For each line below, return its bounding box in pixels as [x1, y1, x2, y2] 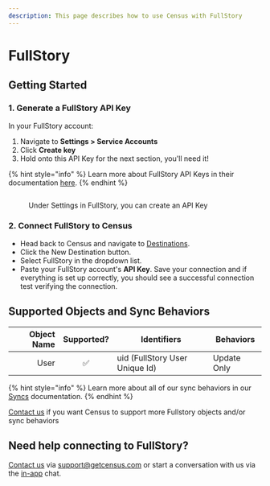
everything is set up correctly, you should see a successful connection [19, 273, 255, 282]
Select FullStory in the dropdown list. [19, 255, 142, 266]
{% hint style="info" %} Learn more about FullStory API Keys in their [8, 169, 235, 179]
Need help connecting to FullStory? [8, 439, 189, 452]
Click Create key [19, 145, 76, 154]
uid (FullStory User [117, 352, 188, 363]
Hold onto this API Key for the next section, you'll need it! [19, 154, 209, 163]
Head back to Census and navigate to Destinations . [19, 238, 190, 248]
